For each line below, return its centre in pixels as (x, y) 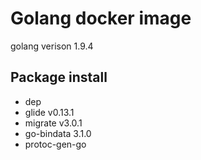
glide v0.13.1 (49, 112)
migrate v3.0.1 (53, 123)
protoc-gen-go (55, 144)
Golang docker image (101, 18)
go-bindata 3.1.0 (58, 133)
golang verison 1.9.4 (52, 46)
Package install (59, 77)
